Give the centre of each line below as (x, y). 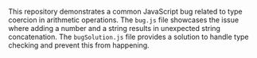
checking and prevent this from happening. (79, 45)
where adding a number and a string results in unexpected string (115, 28)
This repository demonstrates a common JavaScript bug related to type (125, 12)
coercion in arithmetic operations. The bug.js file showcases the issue (124, 20)
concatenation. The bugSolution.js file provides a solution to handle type (128, 37)
